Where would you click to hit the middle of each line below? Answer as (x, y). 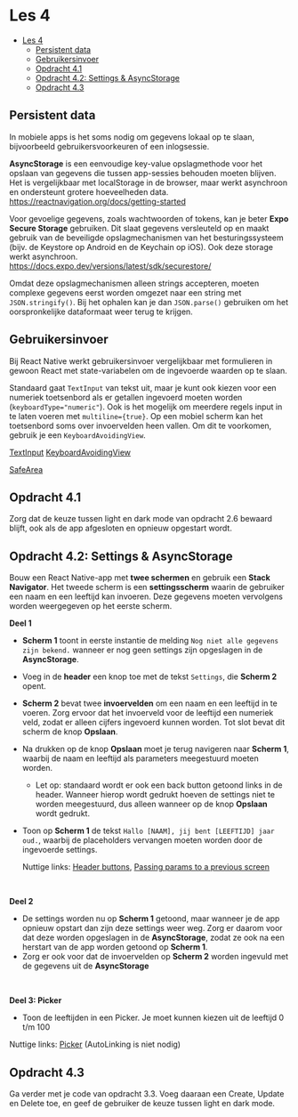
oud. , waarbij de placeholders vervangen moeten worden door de (142, 840)
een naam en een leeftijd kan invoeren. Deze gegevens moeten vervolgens (146, 596)
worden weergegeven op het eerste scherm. (91, 606)
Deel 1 (20, 623)
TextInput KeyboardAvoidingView (70, 452)
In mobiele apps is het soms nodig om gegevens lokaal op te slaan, (132, 137)
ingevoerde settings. (60, 850)
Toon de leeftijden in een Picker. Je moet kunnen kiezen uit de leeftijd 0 (153, 1018)
